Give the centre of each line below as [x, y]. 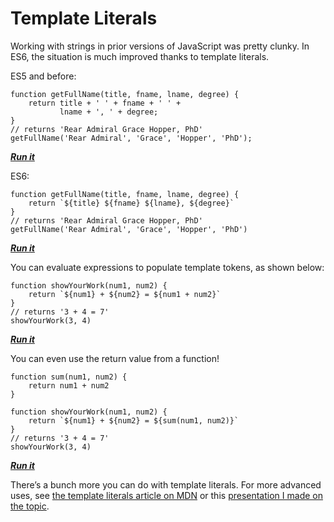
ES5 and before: [43, 76]
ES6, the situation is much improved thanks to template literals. [140, 56]
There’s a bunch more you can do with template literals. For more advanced [166, 484]
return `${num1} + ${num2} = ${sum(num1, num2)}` [134, 420]
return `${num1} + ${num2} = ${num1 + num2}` [125, 294]
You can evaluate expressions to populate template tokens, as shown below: [167, 267]
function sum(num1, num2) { [69, 377]
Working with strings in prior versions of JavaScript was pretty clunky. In [160, 46]
